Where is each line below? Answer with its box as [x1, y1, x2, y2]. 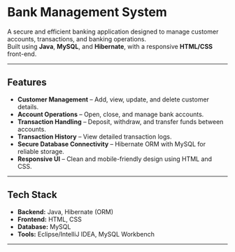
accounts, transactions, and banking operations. [7, 34, 147, 43]
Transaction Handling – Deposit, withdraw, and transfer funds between [17, 117, 224, 126]
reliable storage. [17, 147, 64, 155]
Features [7, 76, 47, 88]
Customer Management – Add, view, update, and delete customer [17, 95, 210, 104]
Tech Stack [7, 189, 57, 201]
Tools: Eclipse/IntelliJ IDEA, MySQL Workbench [17, 230, 155, 238]
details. [17, 102, 39, 111]
